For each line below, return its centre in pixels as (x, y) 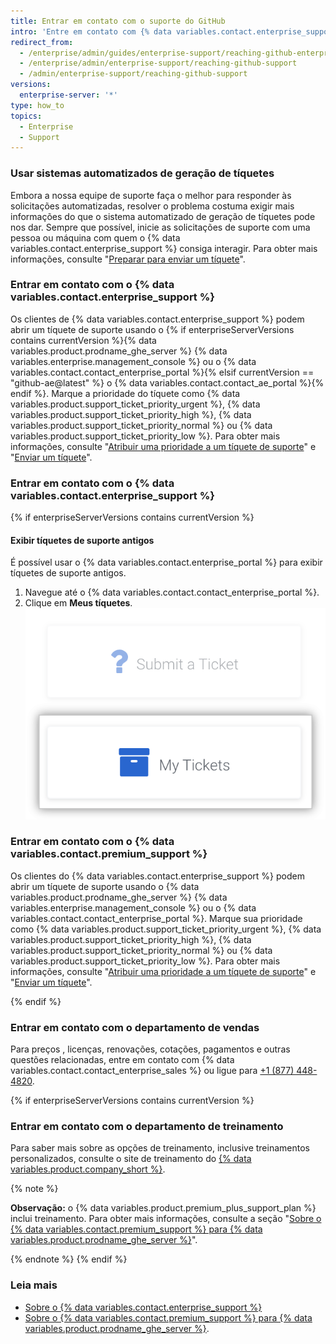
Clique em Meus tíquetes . (78, 603)
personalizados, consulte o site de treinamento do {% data (131, 1159)
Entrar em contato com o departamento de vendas (135, 1027)
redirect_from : (42, 42)
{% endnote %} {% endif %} (69, 1259)
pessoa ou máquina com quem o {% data (95, 237)
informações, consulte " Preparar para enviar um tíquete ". (128, 259)
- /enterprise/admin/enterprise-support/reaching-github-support (158, 63)
